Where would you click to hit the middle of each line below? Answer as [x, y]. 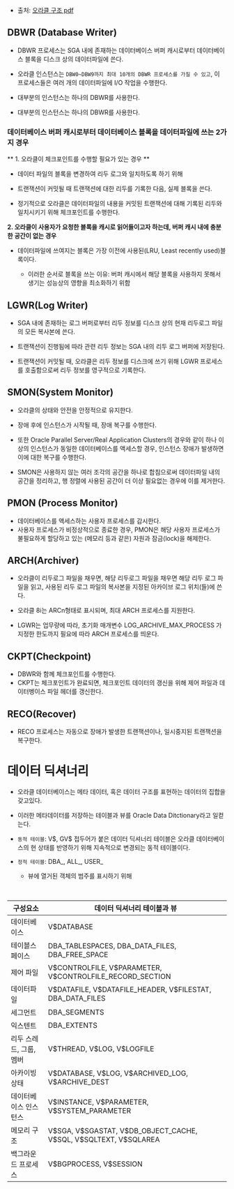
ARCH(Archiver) [43, 560]
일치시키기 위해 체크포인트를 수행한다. [69, 212]
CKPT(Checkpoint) [49, 656]
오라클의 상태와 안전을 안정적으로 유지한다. [75, 410]
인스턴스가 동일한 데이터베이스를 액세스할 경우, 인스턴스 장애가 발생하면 [127, 448]
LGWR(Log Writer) [48, 305]
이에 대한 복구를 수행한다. [52, 457]
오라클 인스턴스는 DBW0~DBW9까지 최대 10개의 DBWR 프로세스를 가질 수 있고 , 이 [119, 74]
